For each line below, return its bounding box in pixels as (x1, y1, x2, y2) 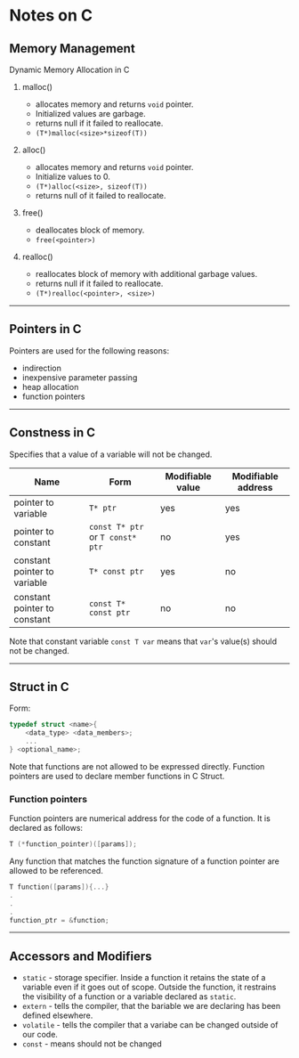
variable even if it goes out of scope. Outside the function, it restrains (21, 981, 277, 993)
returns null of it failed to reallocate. (35, 191, 166, 200)
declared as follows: (9, 823, 83, 834)
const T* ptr (88, 522, 144, 532)
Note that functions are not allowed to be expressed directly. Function (9, 761, 265, 771)
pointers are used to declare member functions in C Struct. (9, 770, 225, 781)
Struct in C (9, 680, 69, 695)
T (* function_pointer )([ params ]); (9, 840, 138, 849)
